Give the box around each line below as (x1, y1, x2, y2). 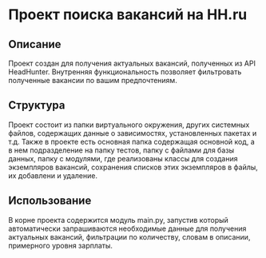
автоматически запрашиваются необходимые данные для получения (8, 224, 247, 233)
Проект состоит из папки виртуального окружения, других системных (8, 120, 250, 129)
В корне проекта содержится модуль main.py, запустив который (8, 215, 229, 224)
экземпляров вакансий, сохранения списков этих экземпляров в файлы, (8, 162, 258, 172)
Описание (8, 38, 62, 51)
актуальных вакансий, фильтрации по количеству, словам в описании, (8, 232, 251, 241)
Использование (8, 194, 92, 208)
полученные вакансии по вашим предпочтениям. (8, 76, 177, 85)
